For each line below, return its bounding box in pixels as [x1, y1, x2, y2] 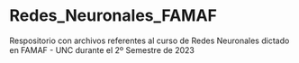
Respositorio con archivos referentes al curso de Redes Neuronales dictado [9, 35, 290, 46]
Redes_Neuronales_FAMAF [9, 5, 218, 26]
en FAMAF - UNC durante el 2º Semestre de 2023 [9, 44, 195, 55]
